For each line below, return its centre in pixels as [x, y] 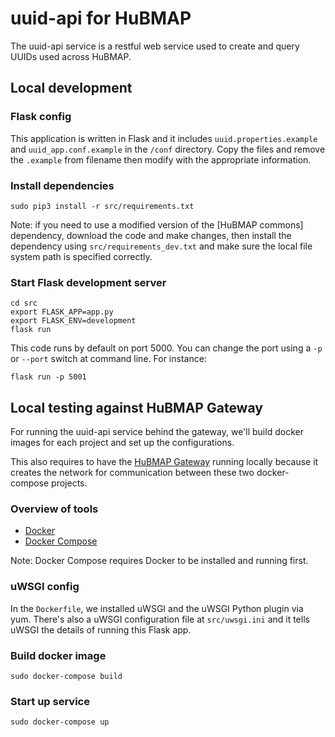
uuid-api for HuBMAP [101, 18]
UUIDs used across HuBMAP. [71, 56]
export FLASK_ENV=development [73, 321]
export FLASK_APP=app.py [62, 312]
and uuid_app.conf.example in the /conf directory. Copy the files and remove [168, 149]
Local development [71, 88]
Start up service [50, 701]
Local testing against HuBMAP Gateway [136, 407]
